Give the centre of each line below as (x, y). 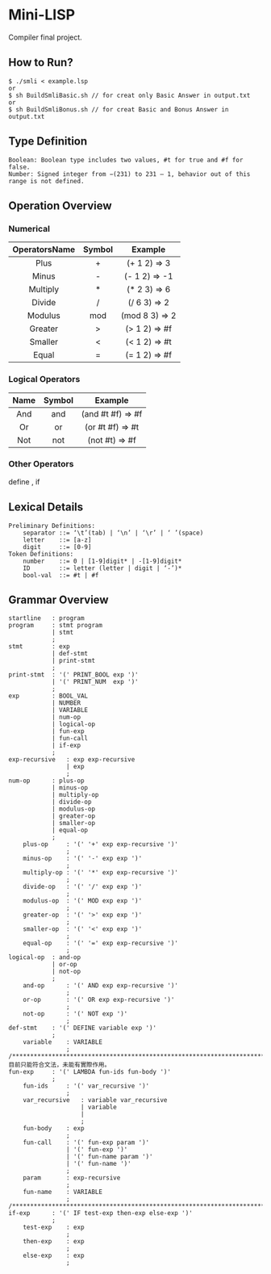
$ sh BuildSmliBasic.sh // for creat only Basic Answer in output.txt (129, 95)
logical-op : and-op (45, 958)
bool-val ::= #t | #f (61, 575)
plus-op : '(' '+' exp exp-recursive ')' (101, 844)
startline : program (46, 618)
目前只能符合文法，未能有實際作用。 (60, 1065)
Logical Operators (44, 379)
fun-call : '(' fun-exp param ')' (86, 1143)
